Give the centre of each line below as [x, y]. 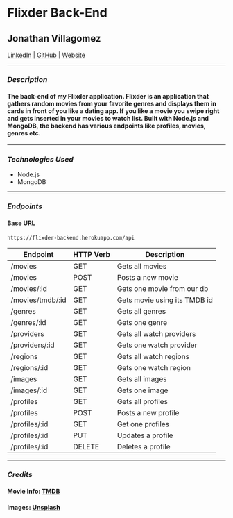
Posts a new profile [148, 412]
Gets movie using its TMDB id [165, 300]
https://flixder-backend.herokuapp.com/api [71, 237]
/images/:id [29, 390]
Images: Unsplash [34, 507]
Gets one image [143, 390]
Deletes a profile [144, 446]
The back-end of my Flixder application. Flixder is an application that [108, 96]
